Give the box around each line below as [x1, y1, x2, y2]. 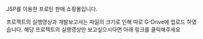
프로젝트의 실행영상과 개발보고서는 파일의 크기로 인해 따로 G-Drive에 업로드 [6, 18, 186, 26]
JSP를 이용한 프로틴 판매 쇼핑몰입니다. [6, 5, 98, 12]
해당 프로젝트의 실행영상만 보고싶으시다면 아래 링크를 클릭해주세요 [24, 26, 181, 33]
